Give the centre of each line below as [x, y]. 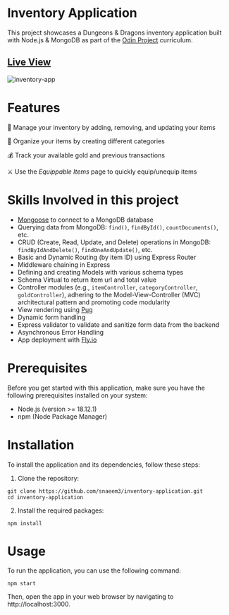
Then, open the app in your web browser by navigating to [91, 597]
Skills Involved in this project [93, 200]
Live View [29, 62]
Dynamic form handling [51, 317]
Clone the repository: [48, 478]
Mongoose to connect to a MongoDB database [85, 220]
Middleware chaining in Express [64, 264]
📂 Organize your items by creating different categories [86, 141]
